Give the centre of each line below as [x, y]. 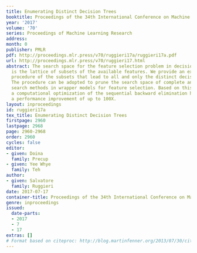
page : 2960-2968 [26, 132]
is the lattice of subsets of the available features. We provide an [98, 72]
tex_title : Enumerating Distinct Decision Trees [67, 115]
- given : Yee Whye [28, 164]
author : [16, 176]
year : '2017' [22, 22]
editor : [16, 148]
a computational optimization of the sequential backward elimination [99, 93]
